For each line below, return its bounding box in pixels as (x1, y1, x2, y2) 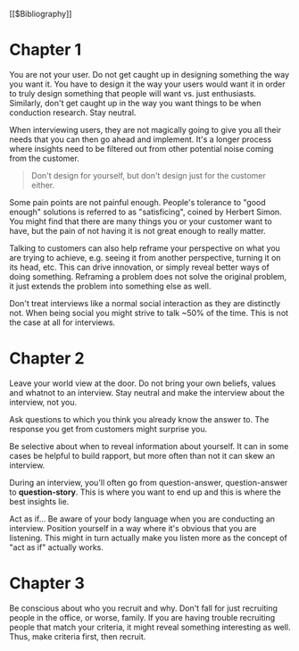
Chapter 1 (9, 40, 82, 60)
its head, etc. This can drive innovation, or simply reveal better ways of (9, 262, 270, 272)
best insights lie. (9, 496, 70, 506)
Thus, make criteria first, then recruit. (9, 630, 146, 642)
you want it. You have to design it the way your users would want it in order (9, 79, 286, 89)
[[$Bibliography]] (9, 9, 72, 19)
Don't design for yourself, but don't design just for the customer (30, 170, 266, 180)
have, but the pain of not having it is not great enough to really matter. (9, 225, 266, 236)
